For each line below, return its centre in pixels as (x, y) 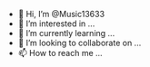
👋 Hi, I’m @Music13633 (61, 14)
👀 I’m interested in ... (56, 24)
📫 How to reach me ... (60, 53)
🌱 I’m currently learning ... (66, 33)
